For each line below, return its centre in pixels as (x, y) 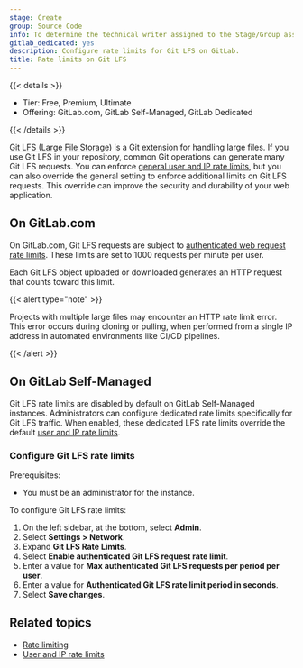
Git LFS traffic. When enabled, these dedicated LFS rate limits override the (147, 422)
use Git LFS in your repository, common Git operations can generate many (147, 157)
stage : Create (36, 18)
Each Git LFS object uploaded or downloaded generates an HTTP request (146, 272)
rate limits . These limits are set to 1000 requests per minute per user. (137, 254)
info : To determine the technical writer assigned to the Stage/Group (145, 34)
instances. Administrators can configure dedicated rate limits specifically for (151, 413)
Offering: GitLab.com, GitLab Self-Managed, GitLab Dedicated (138, 112)
